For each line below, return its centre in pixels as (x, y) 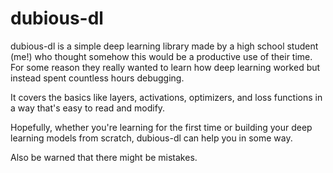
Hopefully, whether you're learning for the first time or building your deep (161, 127)
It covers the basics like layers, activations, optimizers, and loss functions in (166, 97)
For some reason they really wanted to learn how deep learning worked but (165, 67)
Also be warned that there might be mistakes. (104, 157)
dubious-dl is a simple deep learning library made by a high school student (164, 46)
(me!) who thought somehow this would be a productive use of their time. (161, 56)
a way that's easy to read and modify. (88, 108)
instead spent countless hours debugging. (97, 78)
